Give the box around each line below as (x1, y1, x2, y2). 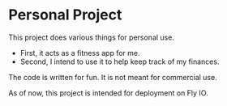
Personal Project (8, 6, 122, 24)
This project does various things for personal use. (8, 32, 174, 42)
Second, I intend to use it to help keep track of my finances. (19, 57, 220, 66)
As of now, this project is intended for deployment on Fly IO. (8, 87, 208, 98)
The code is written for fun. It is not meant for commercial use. (8, 72, 217, 82)
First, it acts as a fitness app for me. (19, 48, 140, 57)
